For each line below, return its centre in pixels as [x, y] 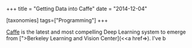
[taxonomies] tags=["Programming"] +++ [57, 20]
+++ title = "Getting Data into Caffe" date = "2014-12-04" [77, 9]
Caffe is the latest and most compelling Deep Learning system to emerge [96, 32]
